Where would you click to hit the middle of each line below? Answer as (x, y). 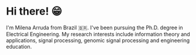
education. (19, 46)
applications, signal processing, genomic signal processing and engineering (98, 40)
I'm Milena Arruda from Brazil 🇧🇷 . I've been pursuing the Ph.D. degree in (94, 27)
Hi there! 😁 (34, 11)
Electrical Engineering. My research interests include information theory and (98, 34)
